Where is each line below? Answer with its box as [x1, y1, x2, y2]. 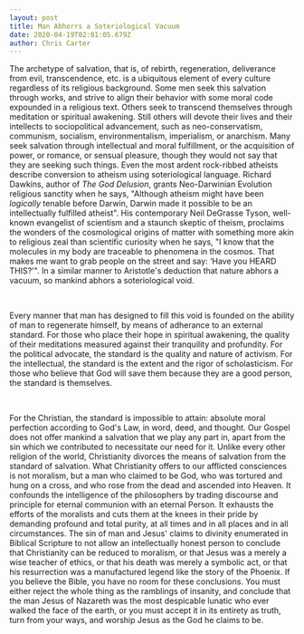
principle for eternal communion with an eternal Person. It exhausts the [9, 499, 274, 510]
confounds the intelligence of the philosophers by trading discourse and [9, 490, 279, 501]
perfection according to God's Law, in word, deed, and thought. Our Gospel [9, 422, 291, 433]
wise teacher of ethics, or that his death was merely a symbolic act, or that [9, 557, 288, 568]
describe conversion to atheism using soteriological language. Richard [9, 169, 271, 180]
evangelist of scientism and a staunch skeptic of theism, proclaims [35, 217, 285, 228]
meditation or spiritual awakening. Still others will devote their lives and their [9, 111, 293, 122]
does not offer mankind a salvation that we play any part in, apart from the [9, 432, 286, 443]
